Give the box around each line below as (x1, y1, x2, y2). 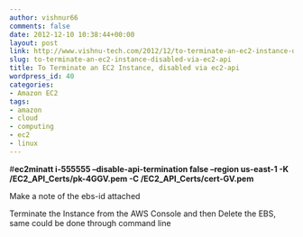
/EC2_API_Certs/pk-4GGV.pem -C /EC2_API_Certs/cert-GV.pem (9, 173, 254, 184)
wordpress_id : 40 (9, 72, 75, 81)
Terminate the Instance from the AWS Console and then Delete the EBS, (9, 208, 277, 219)
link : (9, 47, 30, 56)
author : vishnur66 (9, 13, 78, 23)
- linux (9, 139, 39, 148)
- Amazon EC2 (9, 88, 59, 97)
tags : (9, 96, 30, 106)
